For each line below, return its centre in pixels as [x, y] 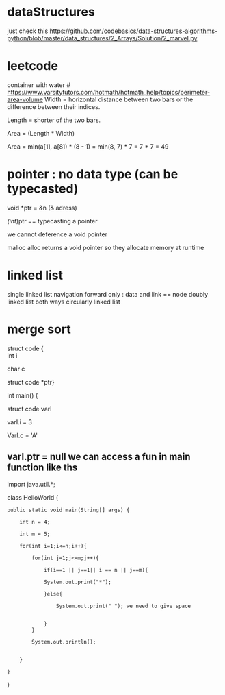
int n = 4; [35, 522]
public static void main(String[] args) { [68, 510]
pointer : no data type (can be [93, 174]
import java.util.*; [31, 484]
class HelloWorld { [33, 497]
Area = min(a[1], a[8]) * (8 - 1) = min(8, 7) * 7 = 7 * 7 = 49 [88, 146]
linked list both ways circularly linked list [64, 302]
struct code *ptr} [31, 382]
